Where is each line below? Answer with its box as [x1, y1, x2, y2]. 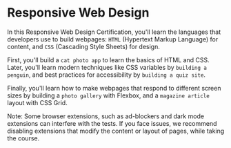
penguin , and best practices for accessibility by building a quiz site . [7, 71, 205, 79]
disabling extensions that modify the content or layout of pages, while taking [7, 127, 225, 135]
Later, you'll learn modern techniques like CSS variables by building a [7, 63, 208, 71]
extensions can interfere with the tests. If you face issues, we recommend [7, 119, 217, 127]
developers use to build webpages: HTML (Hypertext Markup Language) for [7, 35, 219, 43]
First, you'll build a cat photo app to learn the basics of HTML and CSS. [7, 55, 210, 64]
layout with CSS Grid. [7, 98, 68, 107]
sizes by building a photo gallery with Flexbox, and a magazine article [7, 91, 210, 100]
